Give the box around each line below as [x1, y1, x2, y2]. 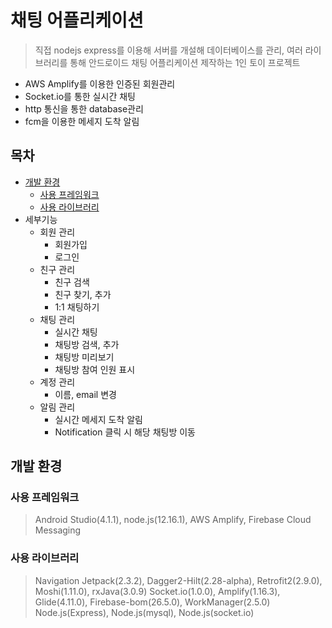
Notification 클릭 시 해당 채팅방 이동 [54, 426, 196, 438]
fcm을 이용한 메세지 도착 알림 [24, 115, 140, 127]
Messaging [34, 524, 82, 536]
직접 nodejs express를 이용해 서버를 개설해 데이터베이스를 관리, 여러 [34, 44, 303, 56]
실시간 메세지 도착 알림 [54, 413, 144, 425]
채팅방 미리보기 [54, 351, 115, 363]
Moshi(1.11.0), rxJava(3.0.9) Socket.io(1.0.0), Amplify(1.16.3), [34, 585, 281, 597]
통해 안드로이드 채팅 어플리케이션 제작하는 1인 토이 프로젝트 [69, 56, 301, 68]
